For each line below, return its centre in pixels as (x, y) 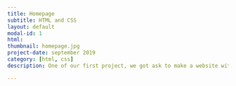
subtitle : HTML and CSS (42, 20)
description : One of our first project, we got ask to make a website (113, 66)
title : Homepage (31, 14)
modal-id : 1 (25, 33)
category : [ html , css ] (40, 59)
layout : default (31, 27)
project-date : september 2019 (52, 53)
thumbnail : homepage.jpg (44, 46)
